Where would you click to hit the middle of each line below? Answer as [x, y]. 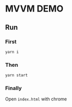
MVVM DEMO [34, 9]
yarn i [12, 52]
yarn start [16, 75]
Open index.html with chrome [36, 99]
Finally [13, 88]
